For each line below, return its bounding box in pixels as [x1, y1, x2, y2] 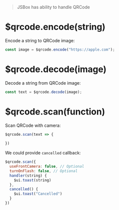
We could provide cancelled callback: [5, 150, 81, 156]
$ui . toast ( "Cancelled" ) [14, 191, 63, 196]
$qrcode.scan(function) [5, 106, 105, 117]
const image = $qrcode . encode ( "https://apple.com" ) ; [5, 47, 115, 52]
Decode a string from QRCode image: [5, 80, 81, 86]
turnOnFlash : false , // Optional [9, 168, 78, 174]
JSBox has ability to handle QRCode [17, 4, 90, 10]
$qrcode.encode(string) [5, 22, 106, 32]
